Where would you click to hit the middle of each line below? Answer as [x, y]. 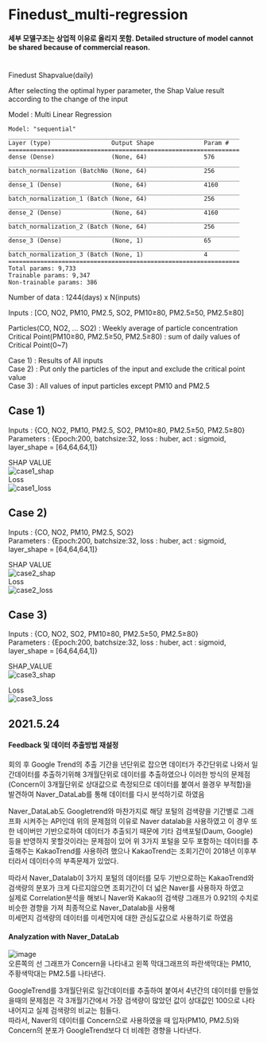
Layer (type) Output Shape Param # [118, 143]
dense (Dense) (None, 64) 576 [112, 157]
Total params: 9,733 [43, 269]
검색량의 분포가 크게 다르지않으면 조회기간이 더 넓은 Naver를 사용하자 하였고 [126, 888]
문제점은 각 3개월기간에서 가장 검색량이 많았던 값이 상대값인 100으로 [135, 1001]
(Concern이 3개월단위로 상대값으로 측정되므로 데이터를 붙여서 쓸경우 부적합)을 [130, 784]
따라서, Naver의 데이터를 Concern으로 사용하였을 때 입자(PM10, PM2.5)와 [124, 1021]
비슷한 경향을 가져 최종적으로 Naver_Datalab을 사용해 [92, 908]
